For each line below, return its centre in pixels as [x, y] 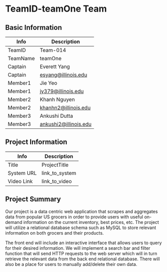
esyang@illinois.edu [63, 75]
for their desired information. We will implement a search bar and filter [78, 248]
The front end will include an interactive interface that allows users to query [83, 243]
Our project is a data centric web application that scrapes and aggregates [81, 211]
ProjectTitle [55, 165]
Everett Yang [55, 66]
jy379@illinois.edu [62, 91]
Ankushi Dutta [56, 116]
